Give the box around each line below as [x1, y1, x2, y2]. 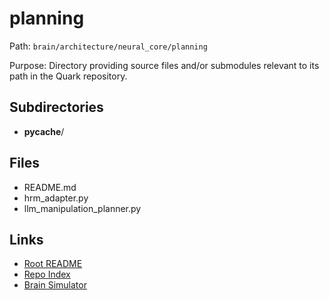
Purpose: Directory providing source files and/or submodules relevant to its [9, 59, 320, 71]
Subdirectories [9, 99, 104, 116]
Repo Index [23, 268, 71, 281]
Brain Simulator [23, 279, 87, 291]
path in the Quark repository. [9, 70, 128, 82]
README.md [23, 181, 77, 193]
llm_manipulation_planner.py [23, 202, 142, 214]
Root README [23, 258, 83, 270]
